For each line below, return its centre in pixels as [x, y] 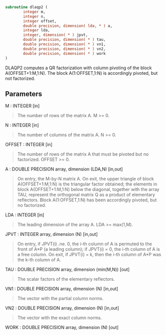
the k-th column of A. [39, 260]
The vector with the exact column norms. [60, 318]
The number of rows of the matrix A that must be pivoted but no [83, 154]
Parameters [24, 94]
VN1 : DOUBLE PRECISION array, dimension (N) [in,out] [62, 289]
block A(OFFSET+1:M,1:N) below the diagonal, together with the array [88, 189]
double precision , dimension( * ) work [65, 53]
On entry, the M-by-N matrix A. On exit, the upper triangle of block [85, 179]
